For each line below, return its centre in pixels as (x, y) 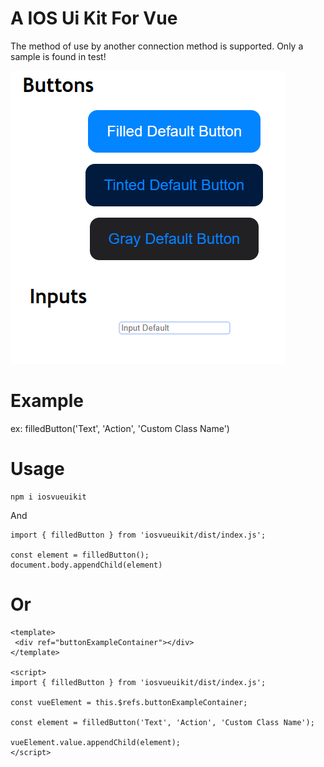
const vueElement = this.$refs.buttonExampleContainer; (129, 702)
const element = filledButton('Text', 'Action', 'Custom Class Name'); (162, 722)
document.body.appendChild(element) (86, 565)
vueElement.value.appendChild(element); (96, 742)
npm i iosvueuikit (48, 497)
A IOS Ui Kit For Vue (94, 18)
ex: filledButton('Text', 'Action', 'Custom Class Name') (120, 428)
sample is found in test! (58, 56)
